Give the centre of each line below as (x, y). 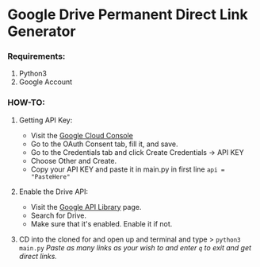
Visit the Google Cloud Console (82, 135)
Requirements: (36, 56)
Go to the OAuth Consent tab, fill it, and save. (105, 144)
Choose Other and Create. (74, 161)
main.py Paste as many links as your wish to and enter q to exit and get (135, 247)
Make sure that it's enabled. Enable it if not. (101, 223)
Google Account (46, 82)
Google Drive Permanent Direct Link (128, 15)
